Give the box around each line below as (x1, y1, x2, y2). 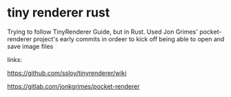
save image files (7, 42, 54, 50)
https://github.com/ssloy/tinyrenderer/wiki (7, 69, 127, 77)
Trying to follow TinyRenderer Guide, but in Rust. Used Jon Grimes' (7, 28, 199, 36)
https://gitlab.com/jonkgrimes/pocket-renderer (7, 82, 140, 90)
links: (7, 55, 23, 63)
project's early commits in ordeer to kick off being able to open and (33, 34, 225, 43)
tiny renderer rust (7, 5, 110, 21)
